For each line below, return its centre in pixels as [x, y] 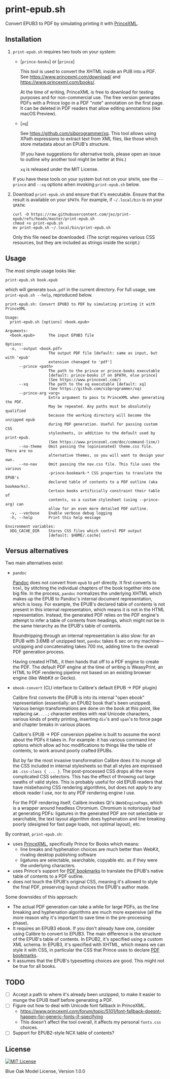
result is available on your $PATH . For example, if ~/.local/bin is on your [88, 200]
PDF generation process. [39, 652]
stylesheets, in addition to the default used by [102, 433]
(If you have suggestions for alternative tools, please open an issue [90, 154]
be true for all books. [35, 966]
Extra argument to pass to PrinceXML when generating [107, 397]
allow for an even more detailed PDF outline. [98, 509]
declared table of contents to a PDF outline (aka [103, 482]
